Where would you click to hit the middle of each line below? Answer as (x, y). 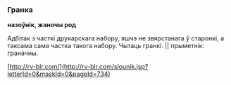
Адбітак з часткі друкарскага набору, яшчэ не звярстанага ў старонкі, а (116, 38)
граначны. (23, 53)
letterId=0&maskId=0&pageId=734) (59, 74)
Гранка (20, 10)
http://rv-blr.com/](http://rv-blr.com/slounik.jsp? (79, 67)
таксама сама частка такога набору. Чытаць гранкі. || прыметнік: (106, 46)
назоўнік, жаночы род (42, 25)
